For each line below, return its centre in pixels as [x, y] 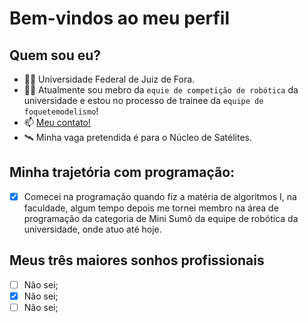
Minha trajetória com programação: [122, 172]
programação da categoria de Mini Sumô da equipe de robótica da [161, 218]
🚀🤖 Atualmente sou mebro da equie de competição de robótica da [161, 90]
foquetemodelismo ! [61, 111]
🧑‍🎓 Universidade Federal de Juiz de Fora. [109, 79]
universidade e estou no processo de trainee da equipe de [143, 100]
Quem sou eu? [55, 55]
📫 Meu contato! [57, 122]
